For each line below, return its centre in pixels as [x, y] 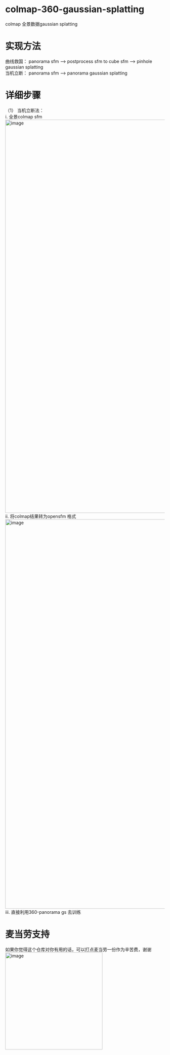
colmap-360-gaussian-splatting [75, 9]
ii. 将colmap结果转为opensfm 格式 [41, 516]
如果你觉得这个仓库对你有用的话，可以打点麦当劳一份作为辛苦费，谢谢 [78, 949]
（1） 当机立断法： [25, 110]
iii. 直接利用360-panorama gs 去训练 [43, 912]
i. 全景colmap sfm [24, 116]
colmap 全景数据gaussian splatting [41, 24]
